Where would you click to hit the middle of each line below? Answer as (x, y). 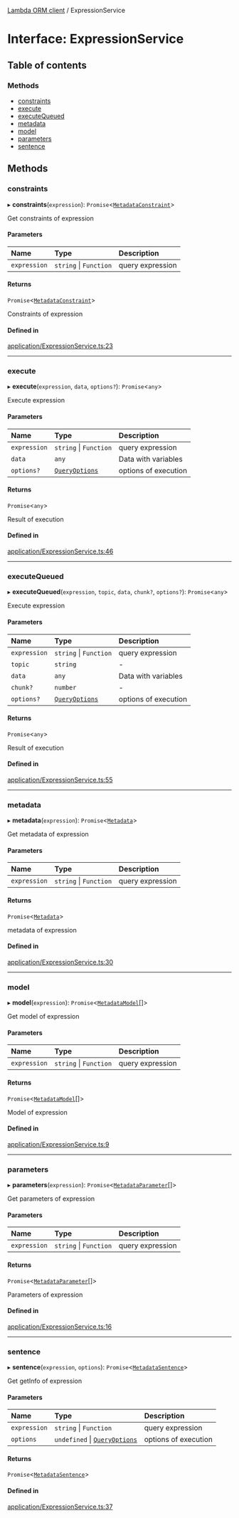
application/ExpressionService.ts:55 (60, 780)
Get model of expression (43, 1017)
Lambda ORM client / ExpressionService (67, 10)
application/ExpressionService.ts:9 (58, 1144)
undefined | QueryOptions (96, 1440)
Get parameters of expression (51, 1199)
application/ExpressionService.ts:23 (60, 346)
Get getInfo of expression (45, 1381)
